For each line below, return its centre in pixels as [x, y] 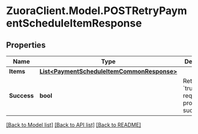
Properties [26, 45]
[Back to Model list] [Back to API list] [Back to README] [74, 125]
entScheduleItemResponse [74, 23]
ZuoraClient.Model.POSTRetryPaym [97, 11]
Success [22, 96]
